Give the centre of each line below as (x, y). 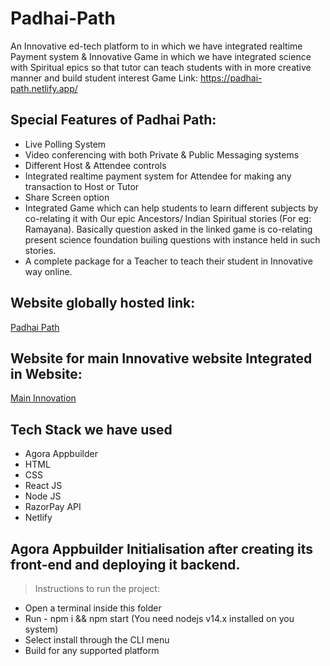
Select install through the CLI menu (97, 640)
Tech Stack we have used (91, 429)
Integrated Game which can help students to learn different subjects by (171, 208)
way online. (48, 271)
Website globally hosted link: (103, 303)
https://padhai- (231, 78)
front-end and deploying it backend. (125, 564)
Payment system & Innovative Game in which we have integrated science (161, 56)
